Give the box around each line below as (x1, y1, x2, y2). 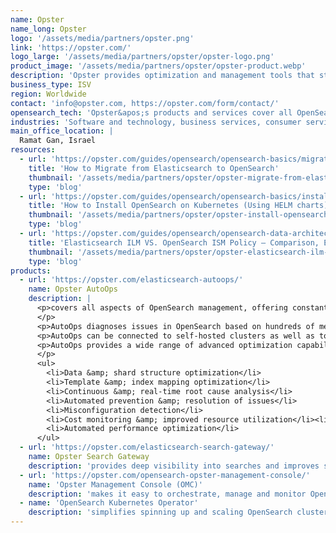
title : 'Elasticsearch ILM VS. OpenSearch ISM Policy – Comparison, (28, 237, 320, 248)
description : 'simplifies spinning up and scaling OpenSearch (28, 507, 293, 518)
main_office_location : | (10, 126, 114, 136)
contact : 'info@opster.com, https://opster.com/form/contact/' (10, 98, 280, 108)
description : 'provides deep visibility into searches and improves (28, 461, 320, 471)
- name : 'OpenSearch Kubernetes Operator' (19, 498, 199, 508)
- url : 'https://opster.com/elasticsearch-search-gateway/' (19, 442, 275, 453)
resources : (10, 145, 56, 155)
